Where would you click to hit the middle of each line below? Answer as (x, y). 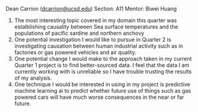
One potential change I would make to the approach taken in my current (103, 59)
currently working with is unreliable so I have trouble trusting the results (103, 71)
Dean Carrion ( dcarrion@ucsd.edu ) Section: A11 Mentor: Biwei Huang (91, 9)
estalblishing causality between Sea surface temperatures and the (96, 27)
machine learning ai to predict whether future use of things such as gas (103, 91)
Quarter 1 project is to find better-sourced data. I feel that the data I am (102, 65)
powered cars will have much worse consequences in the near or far (99, 97)
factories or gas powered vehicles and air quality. (75, 52)
